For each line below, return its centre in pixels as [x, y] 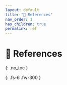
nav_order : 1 [19, 19]
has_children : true [26, 24]
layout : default [22, 10]
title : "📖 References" [29, 15]
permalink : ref [21, 29]
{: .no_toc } [17, 68]
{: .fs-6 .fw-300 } [23, 78]
